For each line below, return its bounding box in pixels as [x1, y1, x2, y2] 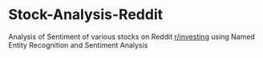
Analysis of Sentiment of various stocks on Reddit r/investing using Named [8, 32, 255, 41]
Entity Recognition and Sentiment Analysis [8, 40, 148, 49]
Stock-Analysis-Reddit [8, 6, 163, 24]
